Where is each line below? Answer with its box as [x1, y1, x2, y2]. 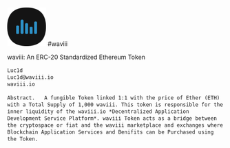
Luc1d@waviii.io [7, 74, 54, 81]
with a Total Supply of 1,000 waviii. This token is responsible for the [7, 101, 224, 108]
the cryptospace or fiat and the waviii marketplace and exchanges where [7, 122, 224, 129]
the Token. [7, 136, 39, 143]
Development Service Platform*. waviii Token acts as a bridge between [7, 115, 217, 122]
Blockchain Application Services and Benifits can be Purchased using [7, 129, 214, 136]
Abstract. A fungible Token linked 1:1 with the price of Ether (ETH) [7, 95, 220, 101]
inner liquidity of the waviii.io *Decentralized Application [7, 108, 189, 115]
